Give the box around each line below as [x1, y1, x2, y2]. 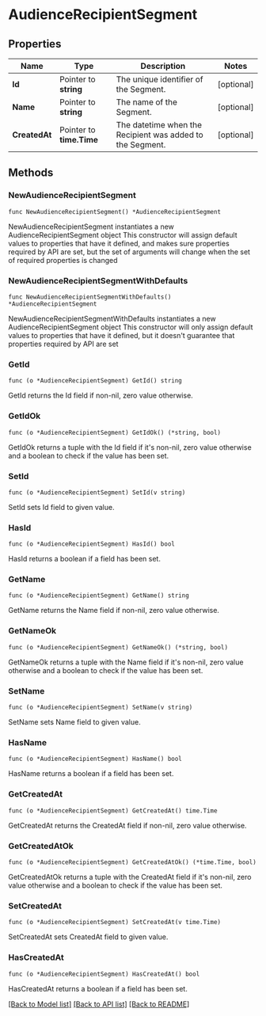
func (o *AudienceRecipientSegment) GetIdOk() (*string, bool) [8, 428, 222, 436]
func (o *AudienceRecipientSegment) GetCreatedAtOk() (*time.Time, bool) [8, 858, 257, 866]
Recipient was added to [116, 129, 203, 140]
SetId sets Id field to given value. [8, 502, 115, 512]
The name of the [116, 97, 178, 108]
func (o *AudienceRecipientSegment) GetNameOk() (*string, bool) [8, 643, 228, 651]
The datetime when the [116, 120, 203, 130]
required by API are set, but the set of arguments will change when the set [8, 247, 251, 257]
